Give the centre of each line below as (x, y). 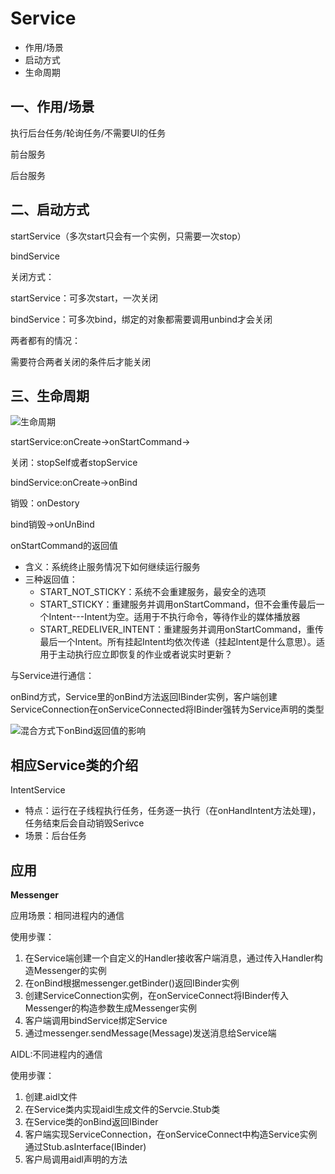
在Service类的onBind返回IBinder (91, 1121)
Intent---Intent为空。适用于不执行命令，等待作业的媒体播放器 (174, 617)
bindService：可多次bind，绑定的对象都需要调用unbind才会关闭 (141, 319)
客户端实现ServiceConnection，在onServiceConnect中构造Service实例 (171, 1134)
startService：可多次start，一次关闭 (84, 298)
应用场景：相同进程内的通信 (67, 915)
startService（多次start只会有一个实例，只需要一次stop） (128, 236)
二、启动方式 (50, 210)
